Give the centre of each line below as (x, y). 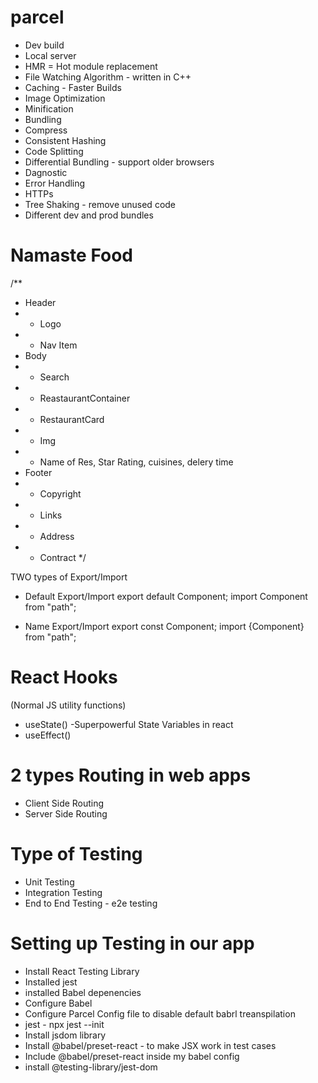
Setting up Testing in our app (132, 943)
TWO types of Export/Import (69, 577)
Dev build (44, 45)
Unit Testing (49, 882)
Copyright (60, 493)
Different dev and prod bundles (89, 215)
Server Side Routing (66, 813)
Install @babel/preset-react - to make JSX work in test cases (150, 1045)
